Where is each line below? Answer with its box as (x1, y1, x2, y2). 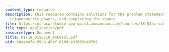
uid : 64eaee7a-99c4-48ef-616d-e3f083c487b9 (5, 40, 98, 45)
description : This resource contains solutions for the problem (5, 12, 143, 17)
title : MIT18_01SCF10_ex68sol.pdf (5, 35, 78, 40)
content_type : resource (5, 7, 55, 12)
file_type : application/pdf (5, 26, 64, 31)
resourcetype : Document (5, 30, 55, 35)
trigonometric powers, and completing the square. (10, 16, 118, 21)
